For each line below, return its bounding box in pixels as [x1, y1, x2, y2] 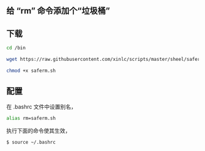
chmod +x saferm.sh [6, 68, 56, 74]
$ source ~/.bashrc [6, 139, 56, 146]
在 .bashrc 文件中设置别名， [6, 103, 77, 111]
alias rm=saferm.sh [6, 115, 56, 122]
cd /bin [6, 45, 26, 51]
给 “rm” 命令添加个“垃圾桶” [6, 5, 110, 16]
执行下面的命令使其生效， [6, 127, 71, 135]
